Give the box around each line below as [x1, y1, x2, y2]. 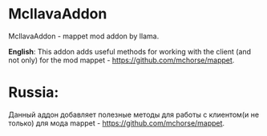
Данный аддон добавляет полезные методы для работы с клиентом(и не [8, 110, 259, 119]
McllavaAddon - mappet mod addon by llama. [8, 31, 160, 41]
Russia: [8, 83, 59, 102]
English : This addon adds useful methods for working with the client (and [8, 46, 251, 56]
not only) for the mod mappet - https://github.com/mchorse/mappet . [8, 55, 235, 65]
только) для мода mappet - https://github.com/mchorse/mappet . [8, 118, 225, 128]
